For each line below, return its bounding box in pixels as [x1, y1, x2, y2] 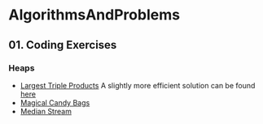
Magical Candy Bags [20, 97, 90, 107]
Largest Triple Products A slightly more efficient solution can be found [20, 80, 256, 90]
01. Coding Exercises [8, 38, 117, 52]
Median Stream [20, 106, 72, 116]
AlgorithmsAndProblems [8, 6, 181, 24]
